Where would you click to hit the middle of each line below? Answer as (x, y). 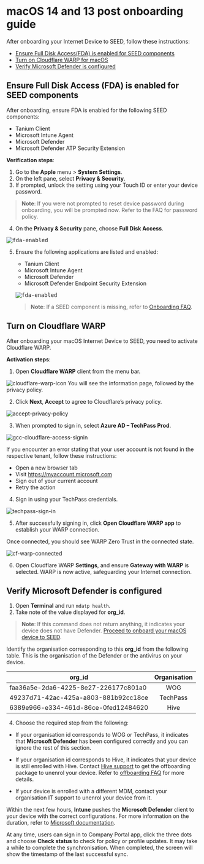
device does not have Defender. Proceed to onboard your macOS (104, 630)
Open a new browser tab (46, 468)
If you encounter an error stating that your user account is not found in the (100, 449)
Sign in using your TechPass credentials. (66, 499)
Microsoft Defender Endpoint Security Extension (85, 283)
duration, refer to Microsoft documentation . (61, 823)
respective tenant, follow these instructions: (62, 455)
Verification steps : (30, 160)
